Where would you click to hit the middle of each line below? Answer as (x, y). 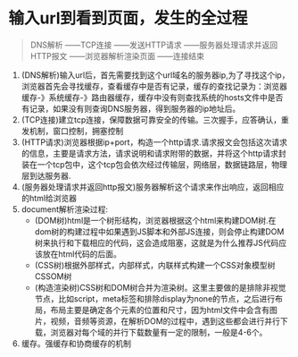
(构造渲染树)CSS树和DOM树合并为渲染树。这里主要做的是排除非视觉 (160, 287)
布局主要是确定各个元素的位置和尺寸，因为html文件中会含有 (160, 310)
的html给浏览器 (49, 198)
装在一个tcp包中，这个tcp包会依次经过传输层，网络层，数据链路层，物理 (154, 164)
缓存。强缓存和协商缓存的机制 (76, 343)
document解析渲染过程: (65, 209)
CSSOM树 (53, 276)
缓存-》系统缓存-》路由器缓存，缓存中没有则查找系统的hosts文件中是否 (152, 97)
